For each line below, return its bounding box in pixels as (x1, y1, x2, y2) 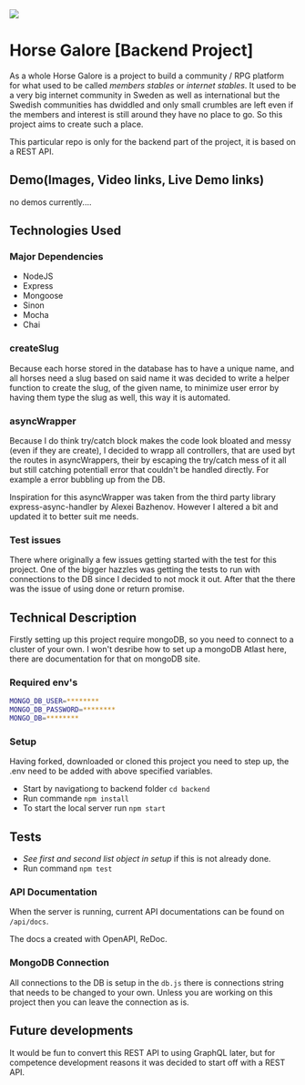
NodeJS (22, 271, 54, 281)
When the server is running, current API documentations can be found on (9, 906, 285, 917)
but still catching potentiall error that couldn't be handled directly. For (9, 465, 269, 476)
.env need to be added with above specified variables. (9, 765, 213, 777)
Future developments (9, 1023, 134, 1039)
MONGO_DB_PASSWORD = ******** (9, 705, 117, 714)
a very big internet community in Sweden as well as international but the (9, 89, 280, 100)
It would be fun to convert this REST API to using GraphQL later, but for (9, 1047, 276, 1058)
